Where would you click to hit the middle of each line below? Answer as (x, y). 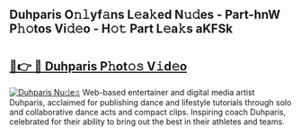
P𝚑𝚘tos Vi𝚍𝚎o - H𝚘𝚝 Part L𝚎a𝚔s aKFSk (121, 29)
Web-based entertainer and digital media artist (168, 92)
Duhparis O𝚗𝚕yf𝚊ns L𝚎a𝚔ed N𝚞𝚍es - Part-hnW (145, 15)
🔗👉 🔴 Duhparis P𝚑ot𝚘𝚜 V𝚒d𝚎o (98, 66)
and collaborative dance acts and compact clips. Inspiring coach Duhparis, (148, 112)
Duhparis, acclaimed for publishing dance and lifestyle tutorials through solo (150, 102)
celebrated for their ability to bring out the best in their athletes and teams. (147, 122)
